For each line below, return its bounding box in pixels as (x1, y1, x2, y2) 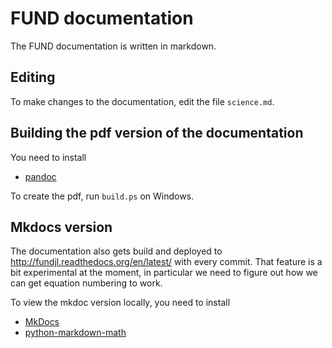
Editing (10, 69, 56, 86)
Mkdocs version (10, 218, 113, 236)
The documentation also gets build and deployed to (10, 245, 223, 257)
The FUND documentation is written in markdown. (10, 40, 217, 52)
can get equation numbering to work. (10, 277, 163, 289)
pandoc (24, 170, 57, 182)
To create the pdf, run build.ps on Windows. (10, 190, 195, 202)
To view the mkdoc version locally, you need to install (10, 297, 231, 309)
